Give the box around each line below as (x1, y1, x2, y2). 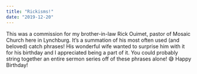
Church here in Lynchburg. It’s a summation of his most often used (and (6, 36, 180, 43)
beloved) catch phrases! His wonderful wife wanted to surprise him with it (6, 42, 185, 50)
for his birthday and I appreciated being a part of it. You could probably (6, 49, 178, 56)
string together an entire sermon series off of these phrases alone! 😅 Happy (6, 55, 192, 62)
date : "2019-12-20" (6, 14, 54, 20)
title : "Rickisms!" (6, 8, 54, 15)
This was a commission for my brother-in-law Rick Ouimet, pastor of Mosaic (6, 30, 191, 37)
